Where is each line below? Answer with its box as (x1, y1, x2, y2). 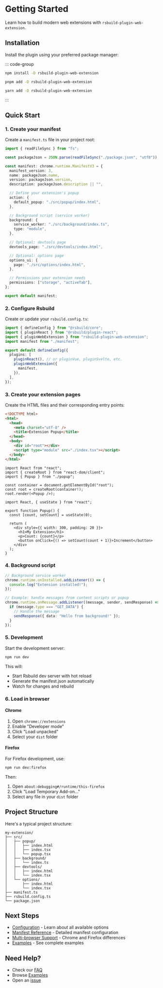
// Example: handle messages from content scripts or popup (5, 596, 130, 600)
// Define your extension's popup (9, 191, 79, 196)
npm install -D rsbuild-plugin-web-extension (5, 71, 98, 75)
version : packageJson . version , (9, 177, 73, 182)
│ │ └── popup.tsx (5, 851, 51, 857)
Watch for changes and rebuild (12, 683, 74, 689)
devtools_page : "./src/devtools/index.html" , (9, 244, 103, 249)
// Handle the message (14, 609, 60, 614)
